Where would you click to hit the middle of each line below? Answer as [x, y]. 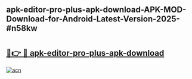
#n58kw [22, 28]
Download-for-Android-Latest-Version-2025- [93, 19]
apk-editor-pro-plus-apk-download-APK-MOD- [96, 10]
